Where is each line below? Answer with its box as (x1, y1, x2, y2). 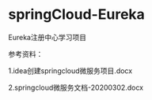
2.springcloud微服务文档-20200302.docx (8, 83, 144, 92)
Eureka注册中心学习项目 (8, 32, 87, 42)
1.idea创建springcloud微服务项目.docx (8, 65, 133, 76)
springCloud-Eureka (8, 6, 145, 24)
